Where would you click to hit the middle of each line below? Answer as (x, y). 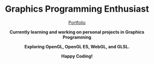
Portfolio (77, 22)
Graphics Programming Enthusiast (77, 9)
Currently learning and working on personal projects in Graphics (77, 32)
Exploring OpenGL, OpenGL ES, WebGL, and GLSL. (77, 46)
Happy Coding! (77, 56)
